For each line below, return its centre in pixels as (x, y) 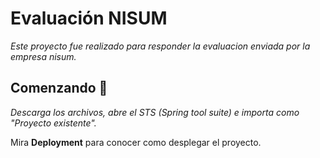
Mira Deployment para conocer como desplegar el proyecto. (136, 142)
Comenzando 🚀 (59, 88)
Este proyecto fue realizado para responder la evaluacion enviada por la (160, 46)
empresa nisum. (43, 56)
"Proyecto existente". (53, 123)
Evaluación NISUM (89, 18)
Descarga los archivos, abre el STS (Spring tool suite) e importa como (155, 112)
